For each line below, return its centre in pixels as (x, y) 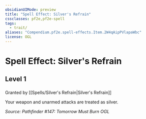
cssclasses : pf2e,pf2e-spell (35, 19)
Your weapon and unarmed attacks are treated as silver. (62, 102)
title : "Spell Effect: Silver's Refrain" (48, 14)
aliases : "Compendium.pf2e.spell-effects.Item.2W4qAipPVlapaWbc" (73, 32)
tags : (11, 23)
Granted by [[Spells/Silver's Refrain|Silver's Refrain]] (58, 93)
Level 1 (16, 79)
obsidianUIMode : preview (30, 10)
